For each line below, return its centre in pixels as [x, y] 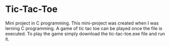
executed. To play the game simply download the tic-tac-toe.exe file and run [85, 33]
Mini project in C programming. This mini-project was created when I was [82, 23]
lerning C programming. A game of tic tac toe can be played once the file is [84, 28]
